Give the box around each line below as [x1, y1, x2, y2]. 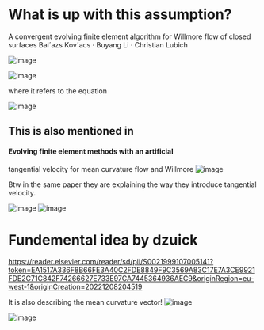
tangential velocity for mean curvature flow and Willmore [8, 164, 194, 173]
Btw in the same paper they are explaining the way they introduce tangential [8, 180, 257, 189]
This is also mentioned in [8, 124, 135, 138]
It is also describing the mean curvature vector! [8, 298, 163, 307]
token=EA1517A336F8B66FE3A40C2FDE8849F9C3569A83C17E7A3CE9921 [8, 265, 255, 275]
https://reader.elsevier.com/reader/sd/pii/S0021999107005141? [8, 257, 214, 267]
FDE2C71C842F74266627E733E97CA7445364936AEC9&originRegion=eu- [8, 274, 254, 283]
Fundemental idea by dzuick [8, 231, 198, 248]
